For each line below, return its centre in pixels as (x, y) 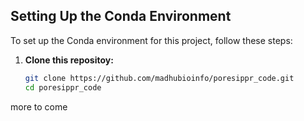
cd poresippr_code (63, 87)
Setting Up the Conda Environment (121, 16)
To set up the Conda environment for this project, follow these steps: (151, 40)
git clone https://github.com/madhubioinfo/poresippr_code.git (159, 78)
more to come (39, 106)
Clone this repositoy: (69, 60)
